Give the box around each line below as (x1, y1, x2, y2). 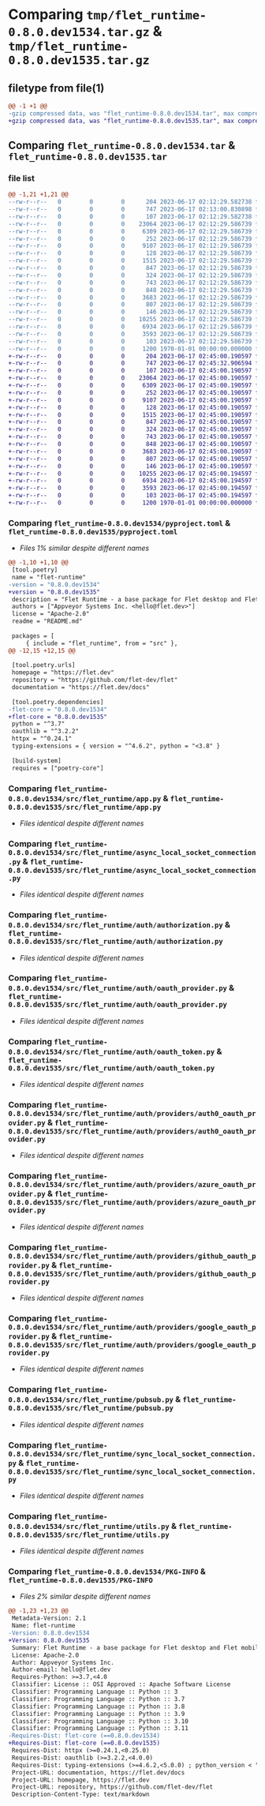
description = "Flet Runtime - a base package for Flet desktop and (11, 595, 242, 603)
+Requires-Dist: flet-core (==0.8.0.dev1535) (8, 1739, 160, 1748)
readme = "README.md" (11, 617, 83, 625)
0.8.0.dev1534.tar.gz (8, 25, 150, 40)
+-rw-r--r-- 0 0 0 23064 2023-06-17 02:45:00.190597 (8, 374, 252, 382)
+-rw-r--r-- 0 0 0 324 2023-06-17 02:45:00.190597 (8, 425, 252, 433)
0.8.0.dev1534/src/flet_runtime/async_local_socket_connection (8, 848, 256, 857)
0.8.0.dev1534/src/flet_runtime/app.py (8, 794, 162, 803)
